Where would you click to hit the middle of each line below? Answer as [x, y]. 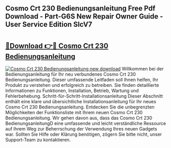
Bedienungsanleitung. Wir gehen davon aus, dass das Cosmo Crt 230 [79, 118]
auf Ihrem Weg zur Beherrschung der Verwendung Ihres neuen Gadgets [81, 129]
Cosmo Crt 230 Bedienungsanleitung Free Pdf [80, 8]
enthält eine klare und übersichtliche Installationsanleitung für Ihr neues [81, 101]
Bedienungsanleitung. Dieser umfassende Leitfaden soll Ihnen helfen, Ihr [82, 80]
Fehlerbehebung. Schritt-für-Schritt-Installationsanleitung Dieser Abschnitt [84, 96]
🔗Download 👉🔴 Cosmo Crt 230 [57, 46]
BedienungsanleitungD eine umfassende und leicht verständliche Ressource [86, 123]
